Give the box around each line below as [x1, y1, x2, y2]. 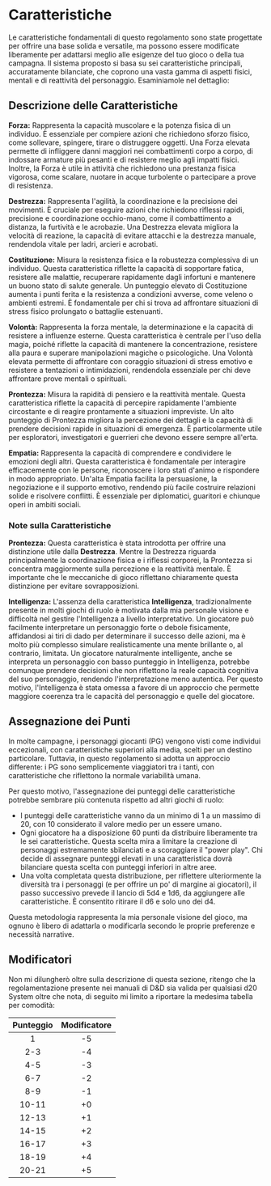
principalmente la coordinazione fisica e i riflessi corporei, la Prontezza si [8, 556, 252, 565]
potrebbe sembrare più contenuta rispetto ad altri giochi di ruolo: [8, 794, 225, 804]
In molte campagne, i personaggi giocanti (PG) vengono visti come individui [8, 736, 261, 746]
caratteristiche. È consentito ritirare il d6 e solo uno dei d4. [19, 896, 216, 906]
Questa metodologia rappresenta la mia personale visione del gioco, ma [8, 912, 248, 921]
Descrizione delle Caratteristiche [8, 99, 178, 112]
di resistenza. [8, 180, 53, 190]
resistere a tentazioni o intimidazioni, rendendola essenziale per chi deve [8, 365, 251, 375]
